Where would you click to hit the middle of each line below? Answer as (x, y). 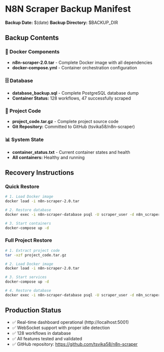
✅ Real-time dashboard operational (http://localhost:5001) (71, 322)
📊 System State (24, 140)
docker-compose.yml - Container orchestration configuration (75, 67)
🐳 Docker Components (32, 52)
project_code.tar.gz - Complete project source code (65, 122)
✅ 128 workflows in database (41, 333)
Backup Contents (32, 38)
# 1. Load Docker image (29, 197)
